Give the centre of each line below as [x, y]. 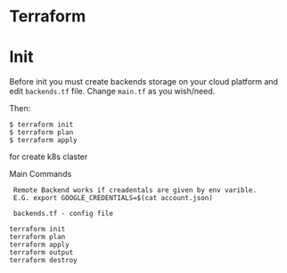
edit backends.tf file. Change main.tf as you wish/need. [112, 92]
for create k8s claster [49, 157]
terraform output [41, 253]
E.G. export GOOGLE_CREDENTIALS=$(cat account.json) [113, 198]
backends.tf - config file [63, 214]
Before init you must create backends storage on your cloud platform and [144, 82]
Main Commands [41, 174]
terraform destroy [43, 261]
